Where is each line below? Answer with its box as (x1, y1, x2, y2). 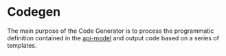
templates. (7, 41, 37, 49)
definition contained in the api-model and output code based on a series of (7, 33, 220, 42)
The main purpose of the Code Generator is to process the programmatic (7, 27, 214, 35)
